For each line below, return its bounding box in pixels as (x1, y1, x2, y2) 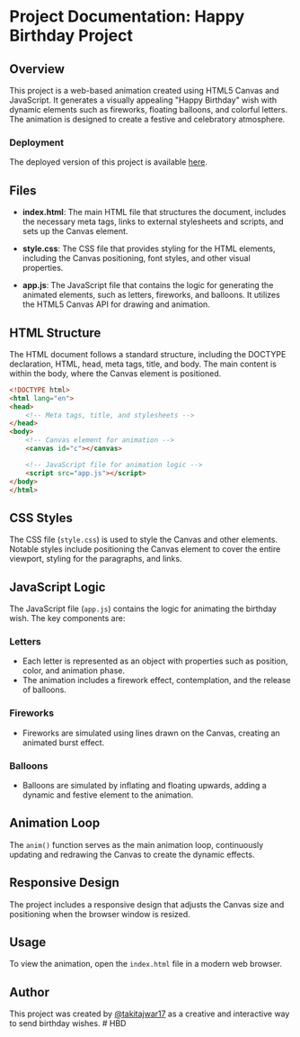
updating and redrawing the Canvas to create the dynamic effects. (9, 849, 255, 860)
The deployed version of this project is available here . (9, 157, 208, 167)
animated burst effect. (22, 736, 105, 748)
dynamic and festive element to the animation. (22, 789, 194, 800)
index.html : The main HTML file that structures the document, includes (22, 207, 287, 218)
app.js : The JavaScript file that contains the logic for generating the (22, 280, 274, 291)
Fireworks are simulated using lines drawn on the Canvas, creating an (22, 727, 280, 738)
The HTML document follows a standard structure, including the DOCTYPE (9, 348, 287, 359)
